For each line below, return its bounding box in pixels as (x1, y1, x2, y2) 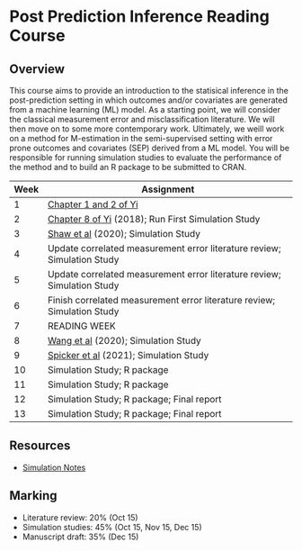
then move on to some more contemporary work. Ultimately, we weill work (9, 123, 285, 134)
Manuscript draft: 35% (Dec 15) (22, 531, 139, 542)
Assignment (141, 183, 195, 195)
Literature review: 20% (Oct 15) (22, 511, 138, 523)
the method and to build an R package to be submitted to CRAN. (9, 162, 247, 172)
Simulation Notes (22, 462, 86, 473)
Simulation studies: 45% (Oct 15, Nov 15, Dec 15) (22, 521, 202, 532)
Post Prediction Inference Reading (9, 6, 270, 27)
